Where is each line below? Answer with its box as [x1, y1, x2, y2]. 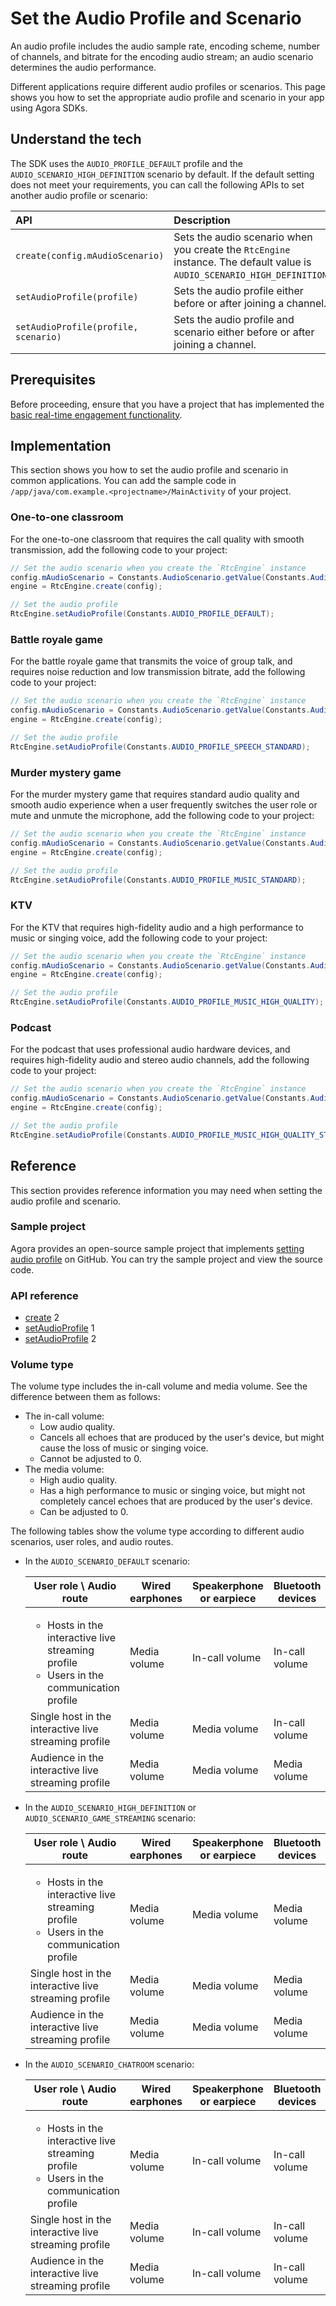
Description [173, 213, 231, 227]
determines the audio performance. [10, 61, 157, 73]
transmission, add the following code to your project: [10, 543, 228, 556]
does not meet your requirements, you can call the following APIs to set [10, 178, 305, 191]
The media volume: [24, 1463, 105, 1476]
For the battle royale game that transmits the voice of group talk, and [10, 655, 293, 667]
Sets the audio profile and [173, 312, 295, 326]
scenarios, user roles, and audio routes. [10, 1536, 174, 1548]
